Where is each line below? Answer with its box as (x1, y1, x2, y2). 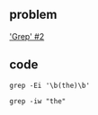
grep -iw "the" (9, 96, 67, 106)
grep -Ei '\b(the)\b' (9, 81, 91, 90)
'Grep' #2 (9, 31, 45, 41)
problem (9, 7, 58, 22)
